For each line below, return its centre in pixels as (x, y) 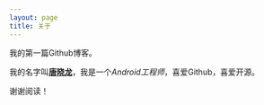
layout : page (34, 17)
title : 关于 (30, 26)
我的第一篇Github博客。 (53, 52)
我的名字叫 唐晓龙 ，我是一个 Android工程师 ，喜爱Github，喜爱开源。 (135, 72)
